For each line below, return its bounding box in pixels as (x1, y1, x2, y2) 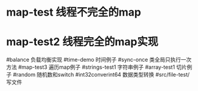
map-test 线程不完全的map (6, 5, 142, 19)
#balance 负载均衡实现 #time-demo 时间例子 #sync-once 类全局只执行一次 (6, 56, 192, 63)
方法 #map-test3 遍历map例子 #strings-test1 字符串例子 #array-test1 (6, 63, 175, 71)
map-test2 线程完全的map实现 (6, 35, 158, 48)
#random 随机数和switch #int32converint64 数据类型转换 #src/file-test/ (13, 71, 190, 78)
